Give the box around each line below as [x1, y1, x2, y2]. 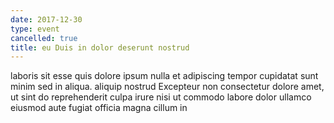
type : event [10, 24, 60, 34]
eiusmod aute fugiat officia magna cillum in [10, 102, 188, 114]
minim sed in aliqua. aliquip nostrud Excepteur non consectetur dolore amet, [10, 81, 325, 93]
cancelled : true [10, 33, 78, 43]
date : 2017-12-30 [10, 14, 83, 25]
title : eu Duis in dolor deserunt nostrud [10, 42, 190, 53]
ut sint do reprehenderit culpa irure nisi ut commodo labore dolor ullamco [10, 91, 312, 103]
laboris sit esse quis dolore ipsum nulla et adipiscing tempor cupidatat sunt [10, 70, 319, 82]
